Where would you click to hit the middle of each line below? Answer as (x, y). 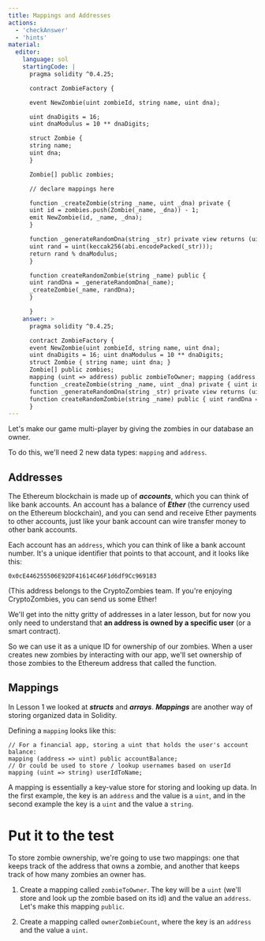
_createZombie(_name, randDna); (82, 290)
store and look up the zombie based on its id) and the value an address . (135, 898)
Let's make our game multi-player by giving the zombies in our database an (131, 429)
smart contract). (34, 631)
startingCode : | (49, 67)
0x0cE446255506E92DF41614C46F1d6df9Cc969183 (82, 576)
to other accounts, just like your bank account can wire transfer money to (127, 522)
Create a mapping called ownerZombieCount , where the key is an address (135, 921)
